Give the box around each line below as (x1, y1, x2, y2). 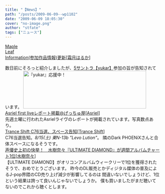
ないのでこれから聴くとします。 (5, 184, 70, 190)
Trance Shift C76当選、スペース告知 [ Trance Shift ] (5, 129, 105, 134)
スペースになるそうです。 (9, 141, 60, 146)
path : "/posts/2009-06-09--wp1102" (5, 12, 78, 17)
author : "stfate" (5, 26, 41, 30)
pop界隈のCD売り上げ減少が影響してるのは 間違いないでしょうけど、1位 (14, 171, 160, 177)
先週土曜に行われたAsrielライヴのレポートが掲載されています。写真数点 (5, 116, 149, 122)
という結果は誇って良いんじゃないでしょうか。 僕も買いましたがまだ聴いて (5, 178, 157, 183)
